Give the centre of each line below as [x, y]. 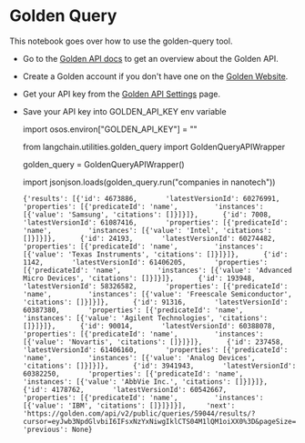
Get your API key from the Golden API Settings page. [122, 94]
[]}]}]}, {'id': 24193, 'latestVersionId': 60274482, [149, 238]
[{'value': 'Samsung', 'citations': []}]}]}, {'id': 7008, [147, 215]
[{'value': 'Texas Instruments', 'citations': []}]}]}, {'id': [155, 254]
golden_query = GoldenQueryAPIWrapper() [103, 164]
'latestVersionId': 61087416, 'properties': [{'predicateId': [155, 222]
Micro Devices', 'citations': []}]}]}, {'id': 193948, [139, 278]
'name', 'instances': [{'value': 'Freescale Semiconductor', [158, 294]
